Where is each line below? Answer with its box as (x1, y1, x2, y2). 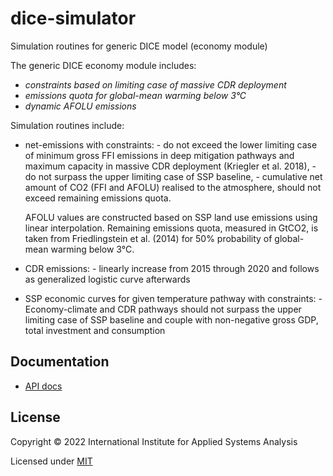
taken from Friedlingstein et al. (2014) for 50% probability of (24, 232, 273, 244)
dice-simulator (10, 7, 137, 30)
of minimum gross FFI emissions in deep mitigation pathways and (24, 149, 295, 161)
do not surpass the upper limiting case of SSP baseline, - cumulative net (24, 170, 323, 182)
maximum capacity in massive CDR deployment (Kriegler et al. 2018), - (24, 160, 317, 172)
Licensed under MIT (10, 455, 93, 467)
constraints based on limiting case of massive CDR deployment (24, 78, 287, 91)
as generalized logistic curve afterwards (24, 273, 191, 285)
